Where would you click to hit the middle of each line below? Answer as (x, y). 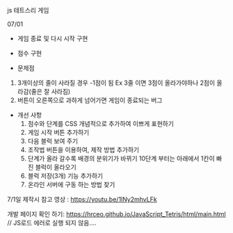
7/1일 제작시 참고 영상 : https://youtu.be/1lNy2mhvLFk (82, 199)
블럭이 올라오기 (56, 167)
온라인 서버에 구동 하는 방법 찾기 (71, 184)
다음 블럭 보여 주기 (53, 141)
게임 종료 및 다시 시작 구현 (53, 38)
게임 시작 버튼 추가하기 (58, 132)
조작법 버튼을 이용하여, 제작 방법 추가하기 (83, 150)
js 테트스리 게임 (28, 10)
